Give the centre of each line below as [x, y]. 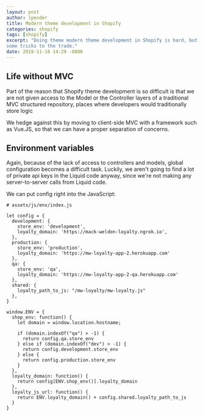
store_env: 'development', [52, 227]
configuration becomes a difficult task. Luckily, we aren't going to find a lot [100, 169]
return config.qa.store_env [58, 339]
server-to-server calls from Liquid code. [57, 182]
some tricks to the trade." [42, 46]
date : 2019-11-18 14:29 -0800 [45, 52]
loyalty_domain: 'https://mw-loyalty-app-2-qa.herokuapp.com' [98, 275]
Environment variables [50, 148]
